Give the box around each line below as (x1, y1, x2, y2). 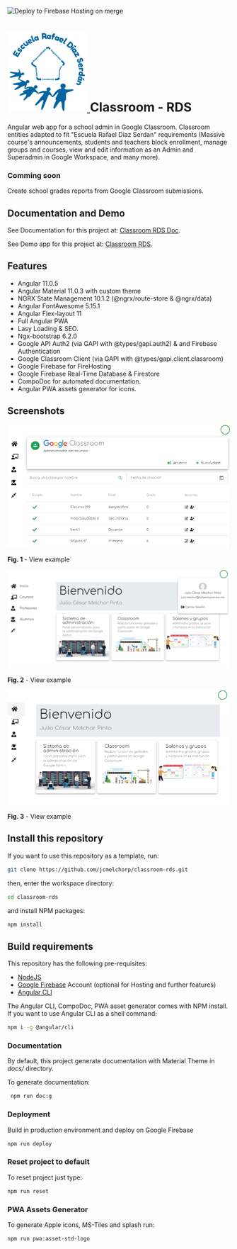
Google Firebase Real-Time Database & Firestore (17, 369, 161, 378)
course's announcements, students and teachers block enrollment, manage (7, 138, 228, 146)
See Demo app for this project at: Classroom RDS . (7, 240, 153, 248)
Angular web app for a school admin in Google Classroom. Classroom (7, 123, 210, 131)
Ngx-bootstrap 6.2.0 (17, 332, 78, 340)
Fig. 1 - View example (7, 555, 70, 564)
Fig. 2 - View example (7, 676, 71, 684)
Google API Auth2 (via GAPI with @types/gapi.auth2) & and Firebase (17, 339, 217, 347)
